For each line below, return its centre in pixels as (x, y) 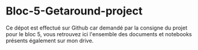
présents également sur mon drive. (50, 40)
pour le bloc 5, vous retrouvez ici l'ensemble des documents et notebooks (99, 34)
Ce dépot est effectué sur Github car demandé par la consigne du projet (97, 28)
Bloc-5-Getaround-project (74, 11)
